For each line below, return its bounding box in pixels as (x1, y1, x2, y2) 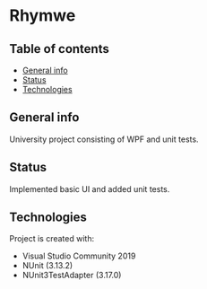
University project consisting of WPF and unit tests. (9, 134, 199, 144)
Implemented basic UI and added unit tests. (9, 183, 170, 194)
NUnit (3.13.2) (22, 260, 73, 271)
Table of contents (9, 41, 109, 57)
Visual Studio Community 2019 (22, 250, 136, 261)
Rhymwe (9, 5, 76, 26)
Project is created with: (9, 233, 95, 244)
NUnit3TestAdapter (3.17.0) (22, 270, 122, 281)
